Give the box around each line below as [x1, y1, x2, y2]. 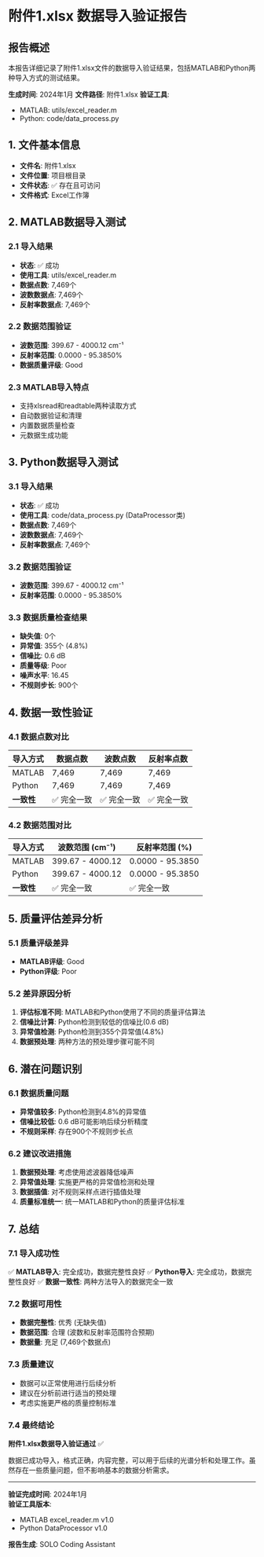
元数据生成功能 [19, 430, 68, 440]
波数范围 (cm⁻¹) [57, 842, 116, 853]
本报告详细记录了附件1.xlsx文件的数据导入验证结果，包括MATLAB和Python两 [8, 64, 256, 72]
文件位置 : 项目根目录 [19, 170, 86, 180]
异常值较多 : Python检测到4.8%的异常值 [19, 1107, 147, 1116]
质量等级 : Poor [19, 661, 67, 670]
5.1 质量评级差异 [8, 937, 69, 948]
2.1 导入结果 [8, 241, 53, 252]
